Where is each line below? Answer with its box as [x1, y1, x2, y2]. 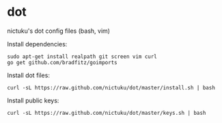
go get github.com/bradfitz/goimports [7, 59, 117, 66]
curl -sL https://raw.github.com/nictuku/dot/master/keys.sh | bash [7, 109, 206, 116]
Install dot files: [7, 71, 50, 79]
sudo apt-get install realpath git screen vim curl [7, 53, 157, 60]
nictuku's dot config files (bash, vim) [7, 27, 111, 35]
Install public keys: [7, 96, 59, 105]
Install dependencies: [7, 40, 68, 48]
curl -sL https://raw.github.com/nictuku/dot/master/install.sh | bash [7, 84, 215, 91]
